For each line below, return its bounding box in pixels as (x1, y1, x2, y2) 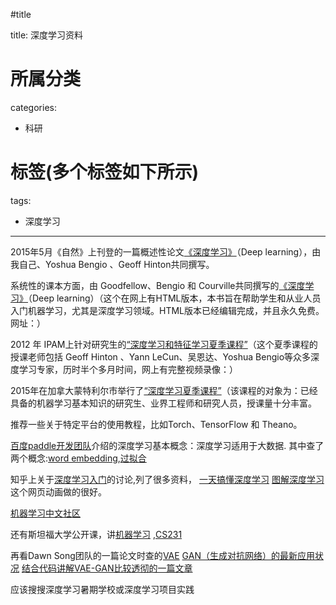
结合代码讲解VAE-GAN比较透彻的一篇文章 (21, 562, 193, 574)
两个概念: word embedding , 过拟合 (10, 452, 147, 464)
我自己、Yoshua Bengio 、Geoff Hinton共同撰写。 (10, 258, 215, 270)
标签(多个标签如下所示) (10, 161, 200, 184)
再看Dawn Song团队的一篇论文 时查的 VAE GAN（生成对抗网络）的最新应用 (10, 549, 315, 561)
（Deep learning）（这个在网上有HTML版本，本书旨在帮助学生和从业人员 (28, 292, 322, 304)
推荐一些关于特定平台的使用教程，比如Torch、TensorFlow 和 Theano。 (10, 418, 303, 430)
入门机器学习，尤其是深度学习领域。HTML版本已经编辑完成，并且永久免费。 (10, 304, 325, 316)
